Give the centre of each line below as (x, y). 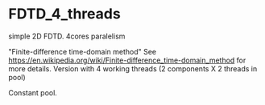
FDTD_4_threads (64, 14)
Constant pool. (33, 92)
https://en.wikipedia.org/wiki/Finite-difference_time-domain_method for (127, 60)
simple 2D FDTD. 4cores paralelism (67, 36)
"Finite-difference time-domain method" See (83, 51)
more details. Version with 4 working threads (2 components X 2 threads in (133, 68)
